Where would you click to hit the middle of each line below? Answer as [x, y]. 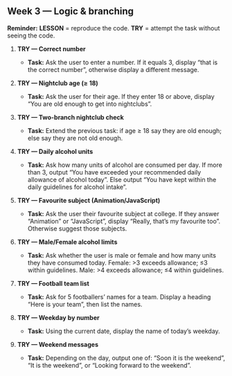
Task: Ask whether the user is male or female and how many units [122, 255]
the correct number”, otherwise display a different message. [113, 69]
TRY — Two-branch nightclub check [71, 117]
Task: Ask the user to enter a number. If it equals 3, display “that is [123, 62]
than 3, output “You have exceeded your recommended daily [114, 172]
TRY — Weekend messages [58, 344]
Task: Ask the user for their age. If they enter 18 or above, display [121, 96]
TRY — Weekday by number [58, 317]
